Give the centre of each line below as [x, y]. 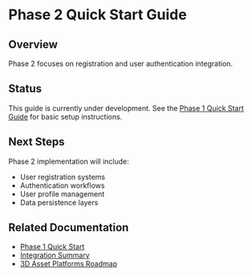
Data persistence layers [59, 202]
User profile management [62, 193]
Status [25, 89]
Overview [33, 45]
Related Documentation [69, 227]
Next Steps [37, 142]
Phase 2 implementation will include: [69, 161]
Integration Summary [55, 255]
